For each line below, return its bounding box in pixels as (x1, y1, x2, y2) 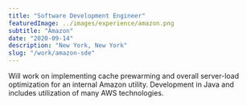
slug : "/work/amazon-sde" (8, 49, 95, 57)
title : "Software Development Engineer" (8, 11, 146, 20)
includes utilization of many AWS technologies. (8, 88, 164, 97)
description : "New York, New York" (8, 42, 128, 50)
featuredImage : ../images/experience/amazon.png (8, 19, 175, 27)
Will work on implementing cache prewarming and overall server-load (8, 71, 240, 80)
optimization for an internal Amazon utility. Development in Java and (8, 79, 235, 89)
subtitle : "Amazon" (8, 26, 74, 35)
